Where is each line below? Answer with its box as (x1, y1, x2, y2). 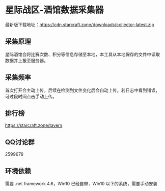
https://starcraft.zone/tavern (5, 122, 63, 128)
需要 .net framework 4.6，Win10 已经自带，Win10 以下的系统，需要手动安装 (5, 181, 158, 187)
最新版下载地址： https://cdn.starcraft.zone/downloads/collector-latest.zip (5, 22, 155, 27)
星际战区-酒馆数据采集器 (5, 4, 104, 16)
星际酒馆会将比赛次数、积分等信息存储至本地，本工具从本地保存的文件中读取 (5, 51, 160, 57)
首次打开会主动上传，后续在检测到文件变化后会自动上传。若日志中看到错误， (5, 87, 160, 93)
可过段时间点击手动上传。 (5, 93, 57, 99)
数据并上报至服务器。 (5, 57, 48, 63)
